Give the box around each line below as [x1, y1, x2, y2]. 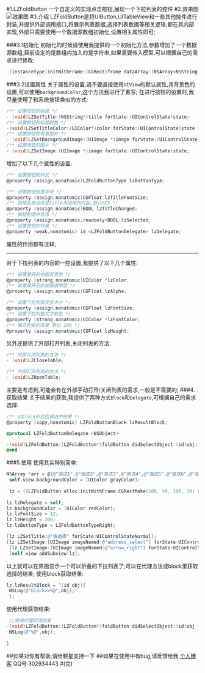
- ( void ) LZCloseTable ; [6, 357, 64, 364]
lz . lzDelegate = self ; [6, 499, 64, 506]
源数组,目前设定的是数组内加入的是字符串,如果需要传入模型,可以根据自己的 [6, 49, 193, 56]
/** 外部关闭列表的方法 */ [6, 352, 67, 358]
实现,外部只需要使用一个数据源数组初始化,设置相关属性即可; [6, 28, 156, 35]
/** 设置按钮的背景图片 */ [6, 131, 67, 137]
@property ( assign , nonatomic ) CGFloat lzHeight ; [6, 328, 130, 334]
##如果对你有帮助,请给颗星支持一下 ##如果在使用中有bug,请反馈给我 [6, 652, 179, 660]
